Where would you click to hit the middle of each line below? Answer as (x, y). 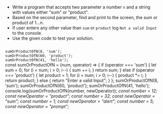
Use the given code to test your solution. (53, 38)
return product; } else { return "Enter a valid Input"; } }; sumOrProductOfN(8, (82, 80)
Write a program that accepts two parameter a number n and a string (81, 7)
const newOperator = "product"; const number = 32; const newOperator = (80, 96)
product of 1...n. (28, 23)
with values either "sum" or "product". (50, 12)
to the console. (27, 33)
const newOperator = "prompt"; (37, 106)
